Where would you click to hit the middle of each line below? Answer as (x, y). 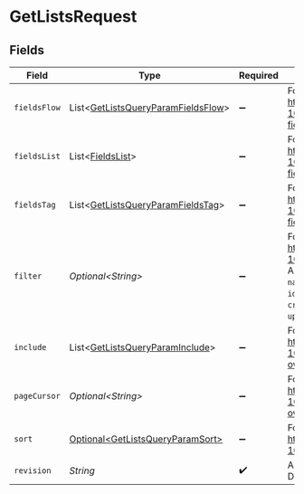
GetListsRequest (73, 17)
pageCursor (37, 396)
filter (28, 276)
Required (258, 76)
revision (33, 471)
